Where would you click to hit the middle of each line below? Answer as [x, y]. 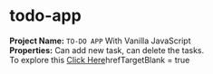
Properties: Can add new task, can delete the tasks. [107, 50]
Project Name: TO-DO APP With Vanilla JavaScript [101, 41]
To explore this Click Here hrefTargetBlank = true [100, 60]
